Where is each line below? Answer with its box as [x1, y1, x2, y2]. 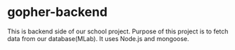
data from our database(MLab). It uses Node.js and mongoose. [7, 34, 189, 42]
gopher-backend [7, 4, 108, 20]
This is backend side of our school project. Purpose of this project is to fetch [7, 27, 229, 35]
